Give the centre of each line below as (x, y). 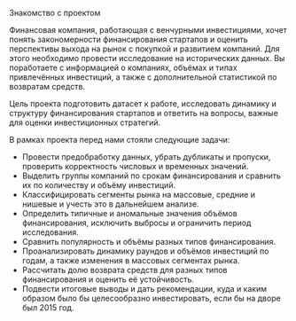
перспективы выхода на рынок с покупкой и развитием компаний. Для (145, 49)
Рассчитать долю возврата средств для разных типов (125, 270)
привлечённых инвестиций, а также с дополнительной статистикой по (143, 77)
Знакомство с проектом (55, 13)
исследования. (51, 232)
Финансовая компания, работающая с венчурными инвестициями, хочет (148, 30)
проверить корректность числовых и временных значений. (135, 166)
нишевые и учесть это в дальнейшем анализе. (110, 204)
